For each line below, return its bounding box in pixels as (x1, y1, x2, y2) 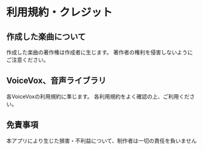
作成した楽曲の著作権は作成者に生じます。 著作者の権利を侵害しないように (6, 49, 193, 56)
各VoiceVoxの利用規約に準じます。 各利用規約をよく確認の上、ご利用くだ (6, 93, 190, 100)
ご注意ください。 (6, 56, 49, 64)
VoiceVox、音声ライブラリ (6, 76, 107, 86)
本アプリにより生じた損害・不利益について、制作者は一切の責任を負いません (6, 137, 197, 144)
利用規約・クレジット (6, 5, 113, 19)
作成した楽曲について (6, 31, 86, 42)
